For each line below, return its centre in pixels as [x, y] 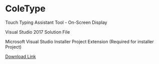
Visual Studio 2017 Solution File [38, 32]
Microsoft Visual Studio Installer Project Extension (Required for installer [79, 41]
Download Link [21, 56]
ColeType [26, 9]
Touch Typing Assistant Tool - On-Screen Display [56, 22]
